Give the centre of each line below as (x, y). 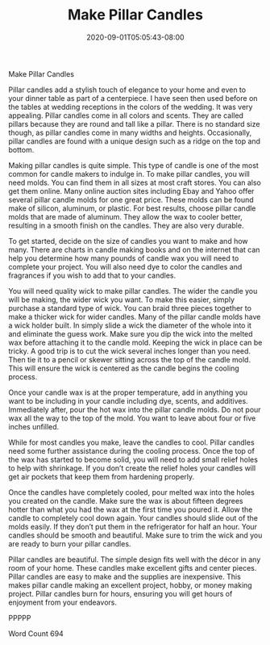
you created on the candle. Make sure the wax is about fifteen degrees (126, 501)
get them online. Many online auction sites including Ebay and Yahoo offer (131, 191)
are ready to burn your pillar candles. (70, 543)
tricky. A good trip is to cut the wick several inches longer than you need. (130, 351)
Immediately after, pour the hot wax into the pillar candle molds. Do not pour (135, 409)
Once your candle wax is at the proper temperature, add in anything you (128, 392)
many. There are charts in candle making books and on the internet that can (134, 249)
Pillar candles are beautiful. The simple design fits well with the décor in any (135, 559)
